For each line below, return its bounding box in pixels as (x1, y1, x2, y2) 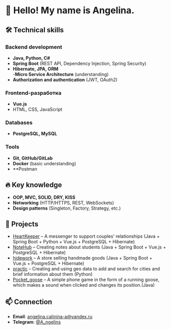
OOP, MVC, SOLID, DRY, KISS (12, 194, 76, 200)
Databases (5, 119, 33, 126)
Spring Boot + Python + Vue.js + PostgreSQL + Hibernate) (12, 239, 135, 245)
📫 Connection (5, 297, 53, 306)
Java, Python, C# (12, 55, 50, 61)
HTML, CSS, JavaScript (12, 107, 63, 113)
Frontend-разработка (5, 89, 62, 96)
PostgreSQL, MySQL (12, 131, 57, 137)
